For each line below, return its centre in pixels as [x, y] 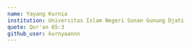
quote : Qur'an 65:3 [36, 27]
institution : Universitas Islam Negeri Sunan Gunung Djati [96, 20]
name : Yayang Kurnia [38, 14]
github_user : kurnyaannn [44, 34]
